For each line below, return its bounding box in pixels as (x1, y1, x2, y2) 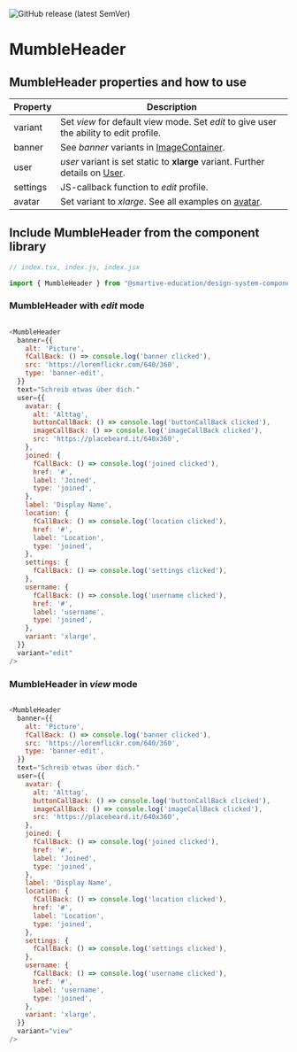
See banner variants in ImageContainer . (60, 142, 225, 153)
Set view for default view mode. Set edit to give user (60, 116, 277, 128)
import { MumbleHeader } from (9, 279, 121, 288)
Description (147, 101, 197, 112)
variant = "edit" (17, 648, 73, 657)
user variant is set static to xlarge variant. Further (60, 156, 265, 167)
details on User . (60, 166, 126, 179)
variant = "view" (17, 1027, 73, 1036)
